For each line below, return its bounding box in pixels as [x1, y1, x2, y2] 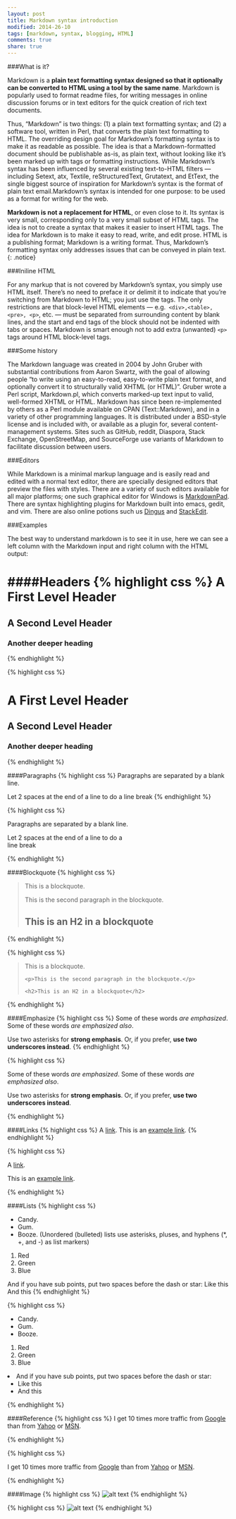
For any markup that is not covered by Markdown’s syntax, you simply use [7, 280, 223, 289]
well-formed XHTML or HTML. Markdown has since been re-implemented [7, 397, 222, 406]
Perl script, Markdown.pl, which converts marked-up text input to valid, [7, 390, 214, 398]
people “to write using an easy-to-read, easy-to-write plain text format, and [7, 375, 227, 383]
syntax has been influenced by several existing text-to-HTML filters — [7, 165, 211, 173]
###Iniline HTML [7, 267, 56, 275]
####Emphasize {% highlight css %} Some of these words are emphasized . [7, 1014, 228, 1022]
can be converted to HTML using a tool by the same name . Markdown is [7, 84, 220, 92]
